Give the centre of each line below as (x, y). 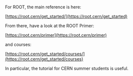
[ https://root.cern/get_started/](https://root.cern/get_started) (66, 16)
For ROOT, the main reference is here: (43, 7)
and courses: (18, 45)
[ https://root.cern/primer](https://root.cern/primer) (56, 35)
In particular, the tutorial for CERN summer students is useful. (67, 68)
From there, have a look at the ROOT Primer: (50, 26)
